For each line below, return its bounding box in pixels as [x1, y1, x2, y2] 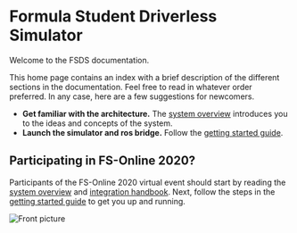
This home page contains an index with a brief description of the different [9, 71, 280, 82]
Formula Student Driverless [9, 6, 218, 27]
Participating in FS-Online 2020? [9, 154, 196, 169]
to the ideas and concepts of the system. [21, 118, 173, 129]
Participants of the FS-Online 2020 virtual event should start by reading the [9, 177, 286, 187]
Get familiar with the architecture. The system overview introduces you [21, 108, 288, 119]
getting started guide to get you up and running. [9, 196, 186, 206]
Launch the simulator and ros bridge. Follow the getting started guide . [21, 127, 284, 137]
